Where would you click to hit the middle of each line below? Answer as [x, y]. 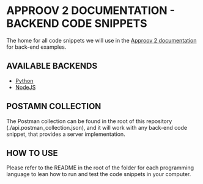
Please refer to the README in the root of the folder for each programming [100, 168]
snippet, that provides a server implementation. [66, 134]
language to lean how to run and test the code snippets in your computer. [99, 174]
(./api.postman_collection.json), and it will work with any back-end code [97, 127]
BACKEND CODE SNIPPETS [77, 23]
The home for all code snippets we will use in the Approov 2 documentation [102, 40]
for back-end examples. [36, 47]
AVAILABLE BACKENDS [52, 66]
